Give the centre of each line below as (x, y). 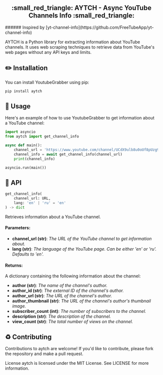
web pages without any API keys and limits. (48, 52)
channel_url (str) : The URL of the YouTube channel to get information (82, 239)
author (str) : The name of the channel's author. (60, 286)
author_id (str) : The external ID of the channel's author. (68, 290)
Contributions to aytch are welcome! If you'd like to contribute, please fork (79, 348)
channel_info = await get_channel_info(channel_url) (68, 154)
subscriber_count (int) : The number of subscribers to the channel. (79, 311)
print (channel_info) (34, 159)
